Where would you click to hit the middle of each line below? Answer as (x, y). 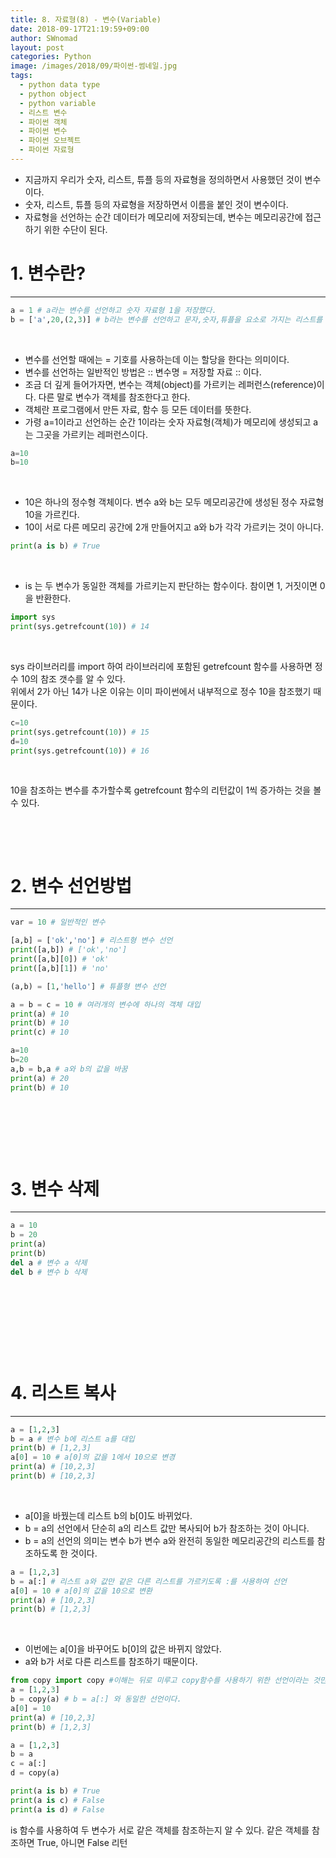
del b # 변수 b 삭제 (49, 1272)
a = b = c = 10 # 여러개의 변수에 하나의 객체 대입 (105, 1004)
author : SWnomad (44, 38)
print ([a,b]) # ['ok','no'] (69, 950)
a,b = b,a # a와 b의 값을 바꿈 (69, 1069)
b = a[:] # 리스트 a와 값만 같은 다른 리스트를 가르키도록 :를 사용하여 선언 (148, 1581)
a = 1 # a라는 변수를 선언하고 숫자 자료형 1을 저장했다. (113, 310)
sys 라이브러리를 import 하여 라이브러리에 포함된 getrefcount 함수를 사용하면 (161, 666)
